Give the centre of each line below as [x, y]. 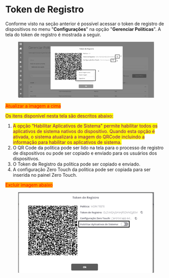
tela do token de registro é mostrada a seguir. [53, 34]
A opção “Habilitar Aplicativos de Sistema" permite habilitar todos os [85, 126]
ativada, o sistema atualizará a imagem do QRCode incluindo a [79, 137]
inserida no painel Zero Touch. [45, 175]
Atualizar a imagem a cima [33, 106]
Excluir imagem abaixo [29, 185]
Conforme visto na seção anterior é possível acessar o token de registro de [85, 24]
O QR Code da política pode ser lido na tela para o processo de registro [88, 148]
